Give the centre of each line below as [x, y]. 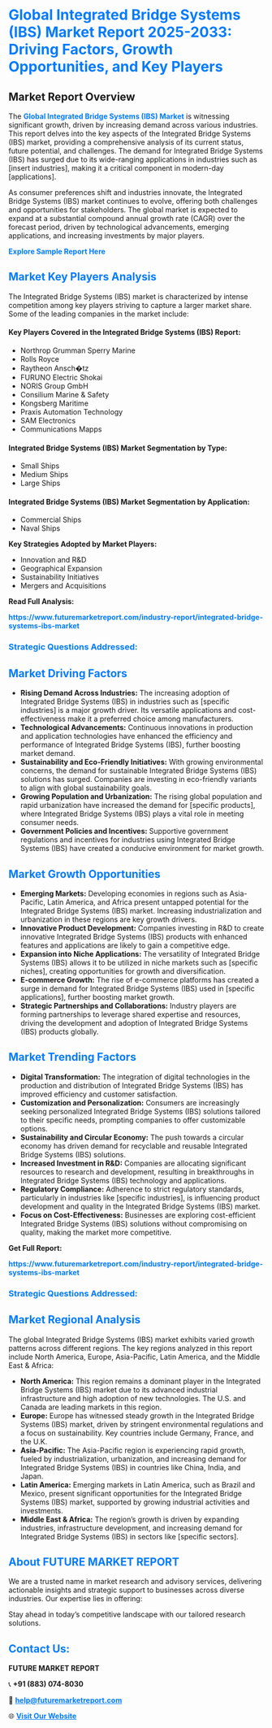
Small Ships [40, 466]
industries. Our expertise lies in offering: [76, 1599]
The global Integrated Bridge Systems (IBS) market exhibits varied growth [132, 1339]
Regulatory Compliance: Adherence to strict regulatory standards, [132, 1189]
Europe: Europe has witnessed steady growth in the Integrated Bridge [137, 1415]
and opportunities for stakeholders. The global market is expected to [123, 210]
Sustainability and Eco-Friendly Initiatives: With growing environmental [142, 762]
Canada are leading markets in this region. [91, 1407]
